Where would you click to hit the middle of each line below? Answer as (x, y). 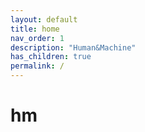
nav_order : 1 (37, 38)
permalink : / (37, 66)
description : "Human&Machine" (73, 47)
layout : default (44, 19)
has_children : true (51, 57)
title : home (35, 29)
